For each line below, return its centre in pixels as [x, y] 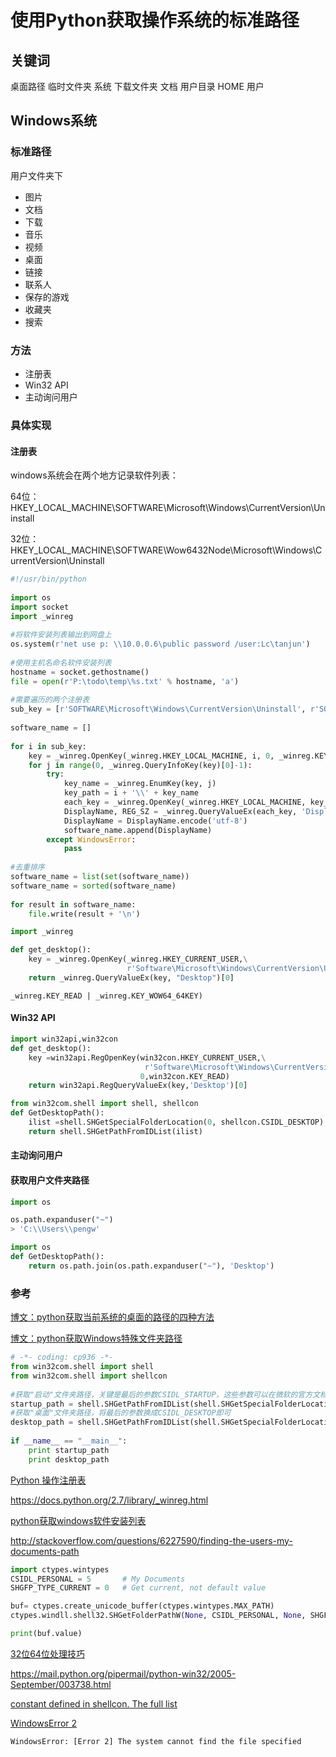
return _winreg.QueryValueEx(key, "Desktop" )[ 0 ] [131, 977]
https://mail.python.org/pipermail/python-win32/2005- [123, 1673]
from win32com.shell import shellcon [89, 1376]
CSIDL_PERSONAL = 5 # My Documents [98, 1579]
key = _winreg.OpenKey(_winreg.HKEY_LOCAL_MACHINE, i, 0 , [151, 756]
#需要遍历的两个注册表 [50, 700]
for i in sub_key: [48, 746]
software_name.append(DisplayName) [138, 830]
